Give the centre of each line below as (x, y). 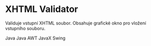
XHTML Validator (42, 9)
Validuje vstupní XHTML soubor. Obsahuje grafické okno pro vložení (76, 23)
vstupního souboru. (25, 28)
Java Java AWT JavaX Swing (35, 38)
